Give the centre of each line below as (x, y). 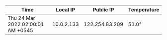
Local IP (66, 10)
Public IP (103, 10)
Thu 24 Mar (22, 18)
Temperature (144, 10)
